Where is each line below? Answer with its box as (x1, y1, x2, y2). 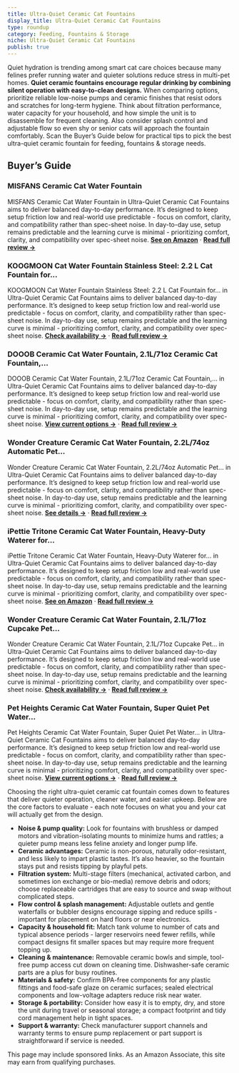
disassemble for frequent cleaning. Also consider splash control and (7, 116, 208, 125)
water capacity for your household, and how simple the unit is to (7, 109, 197, 117)
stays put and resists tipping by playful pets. (17, 862, 148, 871)
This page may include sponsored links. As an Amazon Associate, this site (7, 1050, 225, 1059)
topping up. (17, 945, 52, 954)
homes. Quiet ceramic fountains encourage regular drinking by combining (7, 79, 231, 86)
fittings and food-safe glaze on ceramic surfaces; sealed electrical (17, 983, 214, 992)
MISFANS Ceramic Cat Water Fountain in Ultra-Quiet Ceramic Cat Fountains (7, 197, 230, 206)
